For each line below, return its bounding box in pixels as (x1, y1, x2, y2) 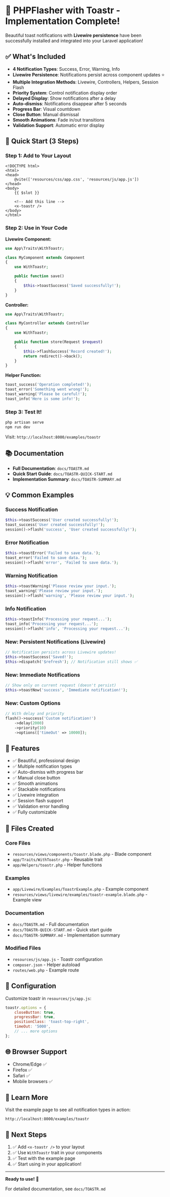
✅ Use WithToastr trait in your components (12, 1150, 102, 1156)
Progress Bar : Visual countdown (12, 106, 81, 112)
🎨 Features (5, 744, 40, 752)
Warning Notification (5, 572, 58, 579)
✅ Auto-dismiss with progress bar (12, 769, 83, 775)
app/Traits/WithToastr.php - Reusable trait (12, 856, 103, 862)
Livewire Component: (5, 236, 52, 242)
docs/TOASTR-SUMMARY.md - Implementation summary (12, 932, 120, 938)
